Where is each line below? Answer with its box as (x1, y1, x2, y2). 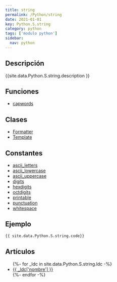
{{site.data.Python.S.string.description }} (5, 72, 90, 78)
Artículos (5, 248, 35, 256)
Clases (5, 115, 28, 124)
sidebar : (5, 36, 24, 41)
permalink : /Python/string (5, 12, 62, 17)
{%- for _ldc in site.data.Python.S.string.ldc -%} (12, 261, 112, 267)
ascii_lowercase (12, 168, 46, 174)
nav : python (10, 41, 35, 46)
